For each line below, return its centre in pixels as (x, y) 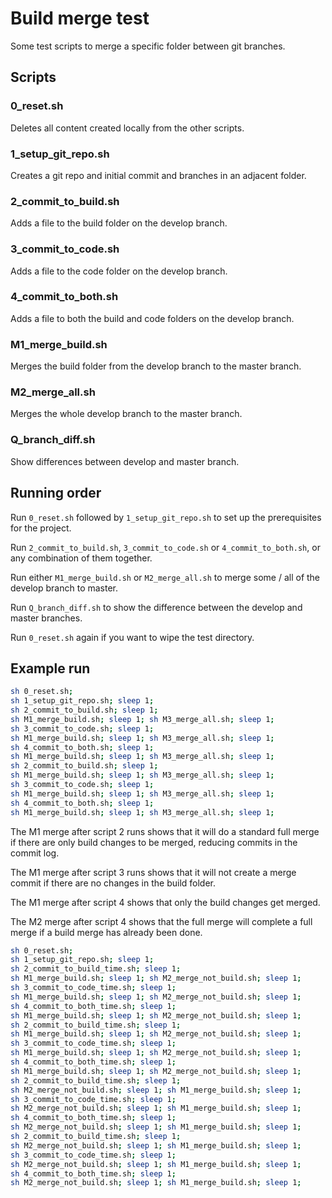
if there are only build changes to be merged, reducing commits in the (154, 842)
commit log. (35, 853)
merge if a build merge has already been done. (106, 932)
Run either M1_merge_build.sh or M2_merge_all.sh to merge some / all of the (165, 577)
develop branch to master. (64, 588)
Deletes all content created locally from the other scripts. (127, 128)
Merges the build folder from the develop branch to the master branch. (156, 366)
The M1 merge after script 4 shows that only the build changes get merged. (165, 902)
